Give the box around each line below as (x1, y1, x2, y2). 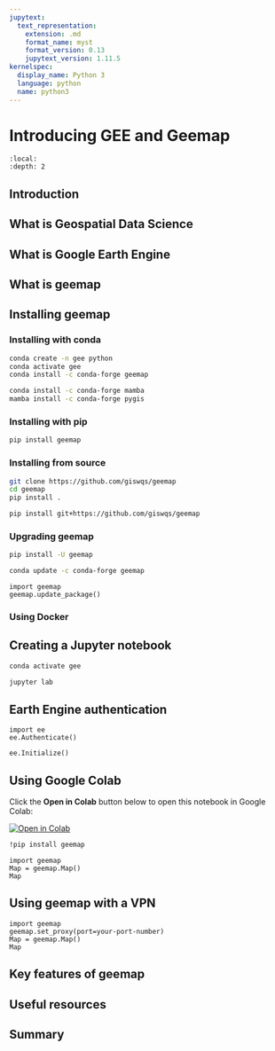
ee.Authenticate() (9, 733, 77, 742)
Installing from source (9, 457, 106, 469)
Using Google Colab (9, 773, 122, 788)
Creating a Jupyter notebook (9, 638, 172, 653)
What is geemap (9, 277, 102, 292)
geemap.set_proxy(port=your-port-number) (9, 927, 165, 936)
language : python (17, 79, 82, 88)
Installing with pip (9, 415, 88, 427)
